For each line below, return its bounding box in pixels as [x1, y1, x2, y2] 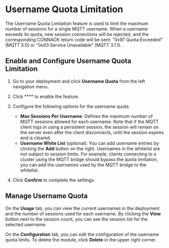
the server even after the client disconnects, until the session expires [20, 129, 164, 135]
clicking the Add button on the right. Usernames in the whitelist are [20, 145, 160, 151]
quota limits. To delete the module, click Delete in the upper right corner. [5, 236, 157, 242]
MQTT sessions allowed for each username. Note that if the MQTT [20, 118, 159, 125]
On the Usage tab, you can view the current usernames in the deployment [5, 205, 160, 211]
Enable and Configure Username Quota [5, 57, 132, 66]
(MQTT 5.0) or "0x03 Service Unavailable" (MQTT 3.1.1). [5, 42, 122, 48]
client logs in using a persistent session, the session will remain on [20, 123, 159, 130]
